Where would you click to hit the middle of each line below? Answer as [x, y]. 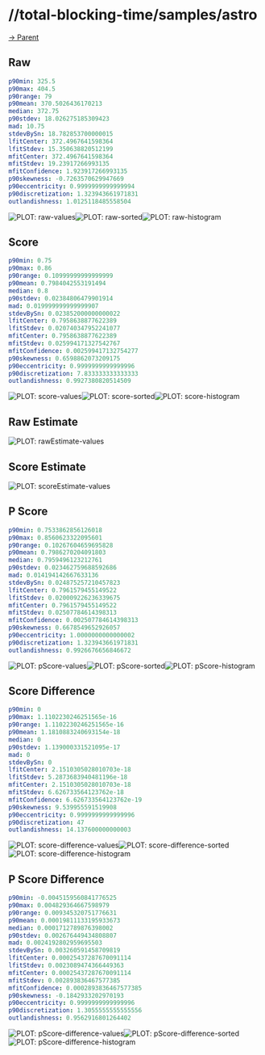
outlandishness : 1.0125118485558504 [70, 201]
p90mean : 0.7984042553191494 [57, 284]
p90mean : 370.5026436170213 [56, 104]
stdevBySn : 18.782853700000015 [61, 134]
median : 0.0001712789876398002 [61, 928]
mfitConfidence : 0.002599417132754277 [73, 351]
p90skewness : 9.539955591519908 [62, 807]
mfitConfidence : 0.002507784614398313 [73, 620]
